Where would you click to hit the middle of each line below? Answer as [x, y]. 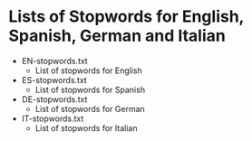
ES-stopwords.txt [54, 80]
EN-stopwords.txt [54, 61]
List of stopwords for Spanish [90, 89]
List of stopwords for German [90, 108]
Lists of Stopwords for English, [126, 17]
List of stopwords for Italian [86, 127]
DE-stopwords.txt [54, 99]
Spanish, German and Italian [117, 36]
